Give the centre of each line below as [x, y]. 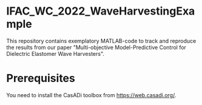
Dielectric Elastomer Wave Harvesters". [56, 53]
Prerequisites [41, 79]
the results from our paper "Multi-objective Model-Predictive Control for [96, 47]
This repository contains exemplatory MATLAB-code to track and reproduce [101, 41]
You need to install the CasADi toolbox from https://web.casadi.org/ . [91, 95]
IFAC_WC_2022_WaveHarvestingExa [101, 11]
